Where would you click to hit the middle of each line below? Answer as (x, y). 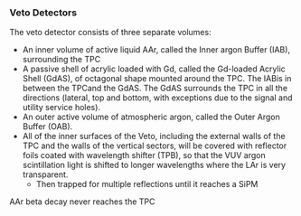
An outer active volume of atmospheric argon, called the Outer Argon (151, 117)
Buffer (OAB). (47, 127)
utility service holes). (61, 108)
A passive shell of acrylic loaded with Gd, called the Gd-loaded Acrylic (154, 69)
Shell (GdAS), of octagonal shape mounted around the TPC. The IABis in (157, 79)
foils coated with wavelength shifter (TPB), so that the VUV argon (144, 155)
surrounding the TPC (61, 60)
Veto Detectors (43, 13)
